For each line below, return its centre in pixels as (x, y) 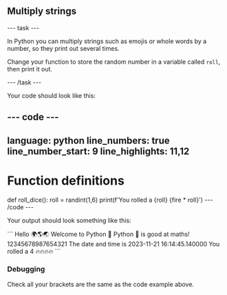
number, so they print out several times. (63, 48)
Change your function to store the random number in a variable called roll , (114, 62)
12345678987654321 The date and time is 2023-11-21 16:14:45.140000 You (113, 244)
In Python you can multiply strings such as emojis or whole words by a (107, 41)
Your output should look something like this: (69, 220)
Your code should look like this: (52, 95)
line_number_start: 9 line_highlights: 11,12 (98, 151)
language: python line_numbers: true (88, 140)
